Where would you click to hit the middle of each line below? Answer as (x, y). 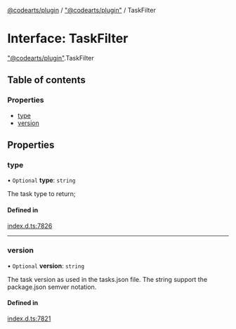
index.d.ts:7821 (29, 318)
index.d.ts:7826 (30, 226)
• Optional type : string (41, 180)
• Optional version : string (46, 266)
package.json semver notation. (52, 287)
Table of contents (46, 80)
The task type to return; (41, 194)
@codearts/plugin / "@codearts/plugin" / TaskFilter (81, 10)
